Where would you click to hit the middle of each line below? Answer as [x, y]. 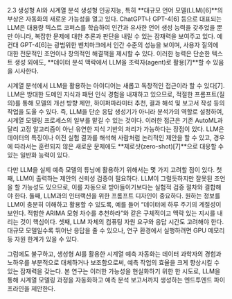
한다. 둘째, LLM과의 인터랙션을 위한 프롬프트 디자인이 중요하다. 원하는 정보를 [117, 196]
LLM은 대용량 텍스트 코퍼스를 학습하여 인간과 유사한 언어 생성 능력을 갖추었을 [111, 27]
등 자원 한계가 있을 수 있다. [43, 239]
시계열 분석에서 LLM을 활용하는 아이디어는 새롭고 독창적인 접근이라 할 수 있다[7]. [116, 86]
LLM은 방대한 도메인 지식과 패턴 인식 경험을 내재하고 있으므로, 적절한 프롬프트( [113, 94]
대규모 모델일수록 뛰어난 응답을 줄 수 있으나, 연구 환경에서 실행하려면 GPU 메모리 [116, 230]
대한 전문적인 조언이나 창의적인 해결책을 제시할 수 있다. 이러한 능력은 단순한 [109, 53]
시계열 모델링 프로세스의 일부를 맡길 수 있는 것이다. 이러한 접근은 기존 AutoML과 [115, 120]
